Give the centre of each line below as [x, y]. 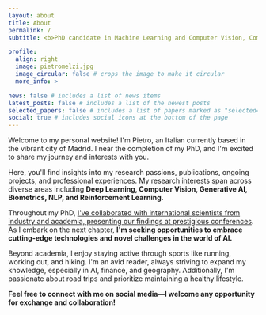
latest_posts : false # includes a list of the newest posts [110, 103]
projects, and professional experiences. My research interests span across [130, 181]
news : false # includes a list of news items [84, 96]
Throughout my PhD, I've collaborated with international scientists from [124, 213]
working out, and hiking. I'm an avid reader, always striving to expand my [127, 262]
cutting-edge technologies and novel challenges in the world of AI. [120, 238]
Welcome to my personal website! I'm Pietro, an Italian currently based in [127, 140]
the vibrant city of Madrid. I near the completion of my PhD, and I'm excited [131, 149]
